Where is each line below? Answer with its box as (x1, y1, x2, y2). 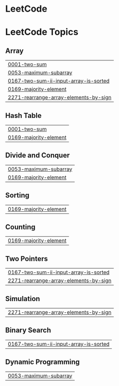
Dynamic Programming (5, 358, 80, 366)
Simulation (5, 294, 40, 303)
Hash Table (5, 111, 42, 120)
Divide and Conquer (5, 151, 70, 160)
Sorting (5, 191, 29, 200)
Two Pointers (5, 254, 48, 263)
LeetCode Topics (5, 26, 79, 38)
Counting (5, 223, 36, 232)
